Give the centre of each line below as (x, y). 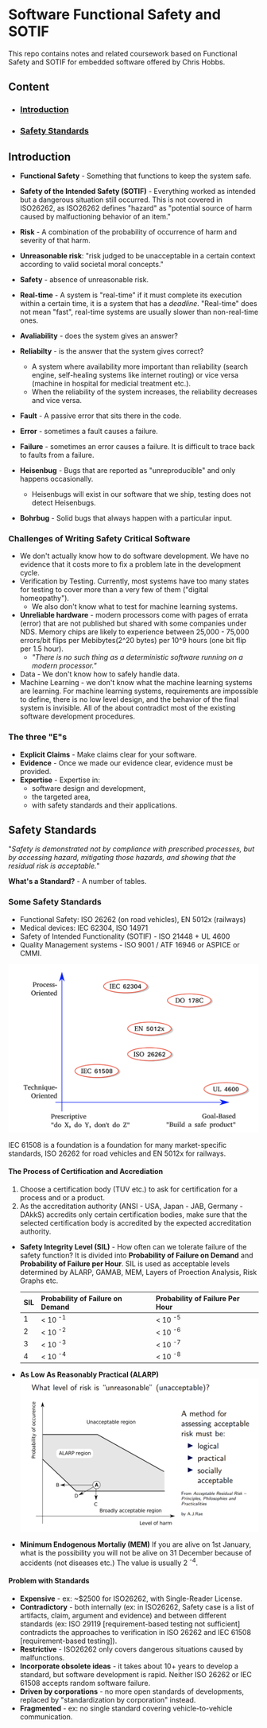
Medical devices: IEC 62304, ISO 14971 (84, 928)
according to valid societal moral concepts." (92, 264)
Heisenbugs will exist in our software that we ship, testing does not (141, 494)
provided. (35, 771)
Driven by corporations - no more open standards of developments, (132, 1691)
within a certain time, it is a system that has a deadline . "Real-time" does (138, 303)
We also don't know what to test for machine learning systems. (135, 606)
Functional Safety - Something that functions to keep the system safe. (135, 176)
